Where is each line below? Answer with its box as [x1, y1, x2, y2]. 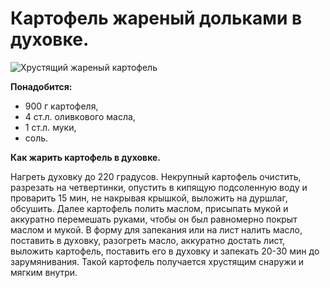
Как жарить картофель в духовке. [10, 151, 161, 163]
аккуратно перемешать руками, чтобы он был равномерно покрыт [10, 213, 298, 225]
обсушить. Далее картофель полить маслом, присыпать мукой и [10, 202, 289, 214]
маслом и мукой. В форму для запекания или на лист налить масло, [10, 223, 303, 236]
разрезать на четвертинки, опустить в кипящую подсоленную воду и [10, 181, 308, 193]
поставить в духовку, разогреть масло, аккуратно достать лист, [10, 234, 286, 246]
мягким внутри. [10, 266, 78, 278]
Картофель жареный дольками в [10, 7, 303, 30]
